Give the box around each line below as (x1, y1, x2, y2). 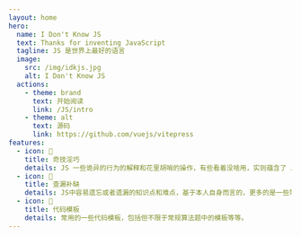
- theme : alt (24, 113, 74, 122)
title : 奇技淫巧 (24, 154, 80, 164)
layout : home (8, 13, 58, 22)
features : (8, 138, 46, 147)
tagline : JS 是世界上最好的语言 (16, 47, 126, 56)
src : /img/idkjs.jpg (24, 64, 102, 73)
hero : (8, 22, 29, 31)
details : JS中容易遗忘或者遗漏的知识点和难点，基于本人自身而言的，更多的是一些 (24, 188, 289, 197)
